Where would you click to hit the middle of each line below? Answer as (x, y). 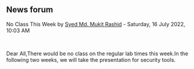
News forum (30, 10)
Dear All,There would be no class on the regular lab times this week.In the (97, 54)
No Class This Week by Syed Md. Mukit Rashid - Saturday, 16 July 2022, (96, 24)
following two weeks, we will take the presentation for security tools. (91, 59)
